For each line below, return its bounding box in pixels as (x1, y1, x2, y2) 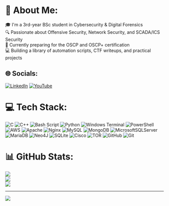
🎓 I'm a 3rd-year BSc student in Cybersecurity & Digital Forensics (5, 21, 143, 27)
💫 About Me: (5, 5, 58, 16)
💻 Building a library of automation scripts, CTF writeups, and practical (5, 47, 151, 54)
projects (5, 55, 23, 61)
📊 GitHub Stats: (5, 151, 74, 162)
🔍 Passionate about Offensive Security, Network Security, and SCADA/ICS (5, 29, 160, 35)
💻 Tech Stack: (5, 101, 67, 113)
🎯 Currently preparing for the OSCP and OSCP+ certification (5, 41, 130, 47)
